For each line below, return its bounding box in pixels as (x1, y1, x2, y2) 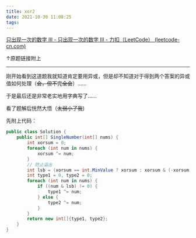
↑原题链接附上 (6, 55, 41, 62)
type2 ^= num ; (47, 199, 82, 205)
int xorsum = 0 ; (27, 140, 66, 146)
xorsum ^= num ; (37, 150, 75, 157)
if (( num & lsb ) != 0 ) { (37, 184, 98, 189)
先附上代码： (6, 118, 37, 125)
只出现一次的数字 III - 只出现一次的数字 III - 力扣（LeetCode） (6, 36, 153, 43)
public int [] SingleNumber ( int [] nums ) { (16, 134, 118, 140)
